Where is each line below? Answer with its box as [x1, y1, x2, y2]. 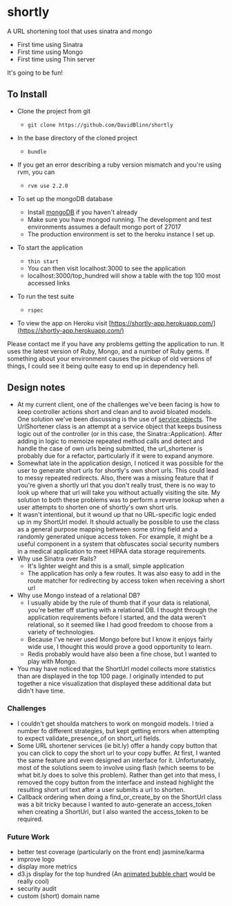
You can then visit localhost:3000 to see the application [27, 264, 186, 272]
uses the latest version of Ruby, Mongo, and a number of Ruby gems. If [7, 347, 210, 355]
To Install [7, 88, 48, 100]
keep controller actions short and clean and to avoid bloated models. [17, 407, 213, 415]
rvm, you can [17, 167, 55, 176]
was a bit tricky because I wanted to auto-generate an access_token [17, 800, 212, 809]
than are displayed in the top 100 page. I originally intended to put [17, 672, 204, 680]
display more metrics [17, 862, 77, 871]
